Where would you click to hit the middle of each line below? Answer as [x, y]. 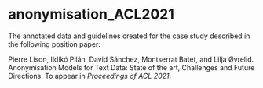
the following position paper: [54, 44]
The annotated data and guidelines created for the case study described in [129, 36]
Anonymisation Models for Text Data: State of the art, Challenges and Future [131, 67]
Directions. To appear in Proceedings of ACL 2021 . [90, 76]
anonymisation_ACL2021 [91, 14]
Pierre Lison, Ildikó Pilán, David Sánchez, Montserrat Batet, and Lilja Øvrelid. [131, 59]
